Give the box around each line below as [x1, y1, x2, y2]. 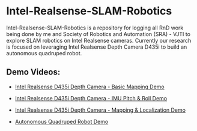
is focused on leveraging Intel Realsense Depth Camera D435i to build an [6, 43, 187, 50]
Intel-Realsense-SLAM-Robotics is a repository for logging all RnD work [6, 24, 184, 31]
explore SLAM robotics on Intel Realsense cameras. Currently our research [6, 37, 192, 44]
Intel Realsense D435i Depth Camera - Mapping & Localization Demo [14, 106, 186, 114]
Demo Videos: [6, 67, 61, 78]
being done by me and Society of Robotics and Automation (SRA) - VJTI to [6, 30, 191, 37]
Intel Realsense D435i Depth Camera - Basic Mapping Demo [14, 83, 165, 90]
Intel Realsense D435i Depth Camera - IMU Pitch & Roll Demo [14, 94, 167, 102]
